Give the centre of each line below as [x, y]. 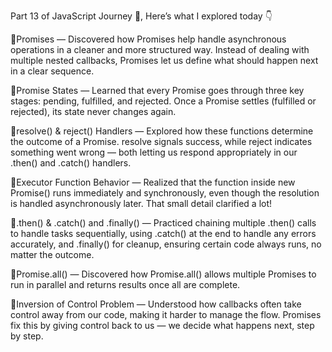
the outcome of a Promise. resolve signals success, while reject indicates [161, 141]
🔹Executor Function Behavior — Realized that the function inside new [153, 182]
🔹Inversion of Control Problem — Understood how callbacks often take [156, 304]
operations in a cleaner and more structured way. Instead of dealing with [160, 49]
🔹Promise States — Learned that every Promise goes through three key [157, 90]
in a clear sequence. [52, 71]
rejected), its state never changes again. [93, 111]
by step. [27, 336]
